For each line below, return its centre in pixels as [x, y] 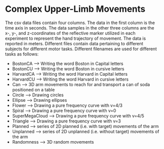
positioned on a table [33, 89]
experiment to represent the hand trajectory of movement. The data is [75, 38]
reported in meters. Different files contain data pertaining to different [74, 43]
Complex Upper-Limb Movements [75, 9]
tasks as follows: [22, 54]
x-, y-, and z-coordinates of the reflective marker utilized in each [70, 33]
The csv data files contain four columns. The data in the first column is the [80, 23]
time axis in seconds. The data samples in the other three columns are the [80, 28]
